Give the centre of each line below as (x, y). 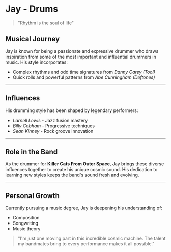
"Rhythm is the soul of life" (46, 23)
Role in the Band (32, 151)
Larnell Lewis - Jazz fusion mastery (50, 120)
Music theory (26, 229)
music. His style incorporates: (36, 62)
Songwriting (25, 223)
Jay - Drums (32, 9)
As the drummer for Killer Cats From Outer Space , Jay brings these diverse (85, 164)
